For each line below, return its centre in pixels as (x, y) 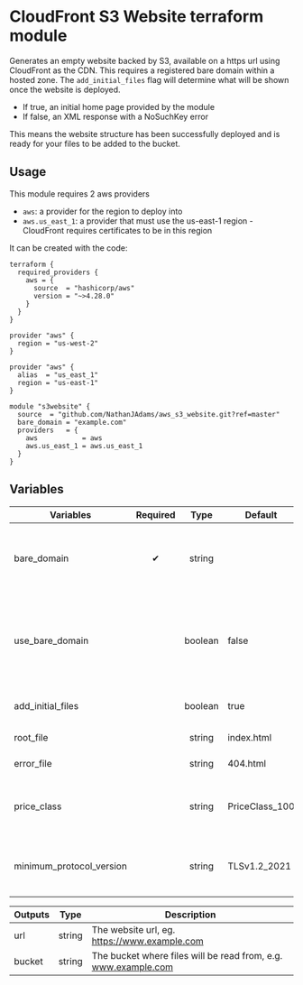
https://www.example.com (148, 941)
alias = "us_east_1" (58, 375)
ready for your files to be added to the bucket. (95, 143)
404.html (247, 763)
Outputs (32, 915)
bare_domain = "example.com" (72, 422)
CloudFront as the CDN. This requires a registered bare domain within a (142, 70)
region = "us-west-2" (58, 343)
